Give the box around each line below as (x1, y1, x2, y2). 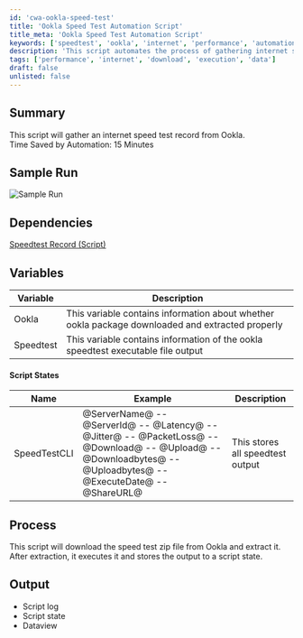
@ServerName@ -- (82, 408, 169, 421)
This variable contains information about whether (66, 308, 275, 319)
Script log (22, 601, 60, 612)
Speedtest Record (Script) (9, 239, 106, 250)
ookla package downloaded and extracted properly (66, 319, 283, 330)
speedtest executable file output (66, 345, 204, 356)
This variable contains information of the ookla (66, 333, 263, 346)
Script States (9, 369, 60, 380)
